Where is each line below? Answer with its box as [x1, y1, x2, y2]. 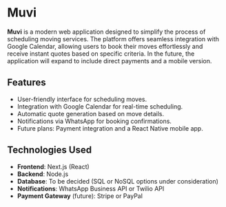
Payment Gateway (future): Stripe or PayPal [17, 191, 143, 200]
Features [7, 77, 46, 89]
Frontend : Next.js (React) [17, 162, 90, 171]
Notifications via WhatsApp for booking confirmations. [17, 117, 172, 125]
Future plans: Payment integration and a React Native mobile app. [17, 124, 203, 132]
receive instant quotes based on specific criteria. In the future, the [7, 50, 195, 58]
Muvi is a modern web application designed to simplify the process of [7, 28, 206, 36]
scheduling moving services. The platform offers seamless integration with [7, 34, 219, 43]
